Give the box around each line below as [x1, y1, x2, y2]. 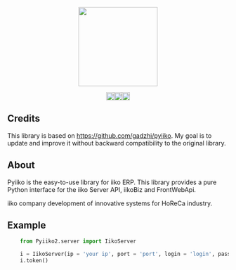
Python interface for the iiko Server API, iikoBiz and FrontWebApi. [7, 185, 197, 193]
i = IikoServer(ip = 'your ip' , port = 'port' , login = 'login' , [20, 250, 216, 258]
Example [7, 219, 46, 231]
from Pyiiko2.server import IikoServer [20, 238, 137, 245]
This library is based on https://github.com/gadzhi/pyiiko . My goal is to [7, 131, 212, 140]
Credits [7, 112, 41, 124]
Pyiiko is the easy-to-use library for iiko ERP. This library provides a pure [7, 178, 217, 186]
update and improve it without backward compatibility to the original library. [7, 139, 226, 147]
